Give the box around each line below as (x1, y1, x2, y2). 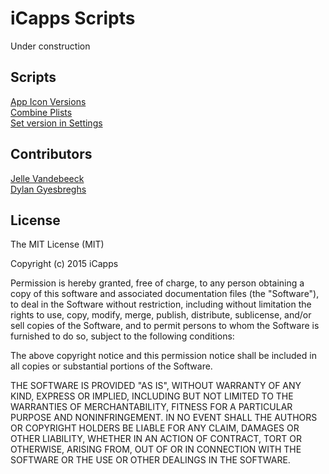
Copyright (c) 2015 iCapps (10, 258, 119, 270)
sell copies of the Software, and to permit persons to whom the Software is (10, 320, 320, 332)
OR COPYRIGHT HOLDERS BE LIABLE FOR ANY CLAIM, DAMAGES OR (10, 422, 300, 434)
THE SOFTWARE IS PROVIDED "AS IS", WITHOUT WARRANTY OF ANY (10, 380, 302, 392)
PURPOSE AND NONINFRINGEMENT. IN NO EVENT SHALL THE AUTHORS (10, 412, 318, 424)
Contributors (10, 146, 93, 163)
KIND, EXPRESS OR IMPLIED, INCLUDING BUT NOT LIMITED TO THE (10, 390, 294, 402)
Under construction (10, 40, 91, 52)
